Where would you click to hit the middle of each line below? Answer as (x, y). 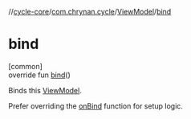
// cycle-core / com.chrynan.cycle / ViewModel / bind (90, 12)
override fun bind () (39, 75)
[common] (25, 66)
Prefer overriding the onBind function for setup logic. (95, 106)
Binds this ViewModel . (45, 90)
